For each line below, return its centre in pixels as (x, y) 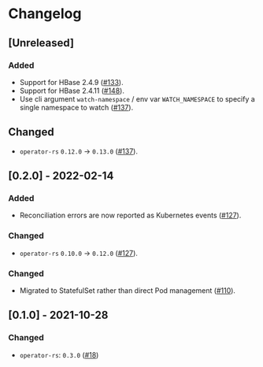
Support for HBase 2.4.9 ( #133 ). (71, 82)
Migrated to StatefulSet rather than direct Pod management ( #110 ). (128, 290)
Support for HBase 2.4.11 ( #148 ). (72, 91)
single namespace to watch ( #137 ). (76, 107)
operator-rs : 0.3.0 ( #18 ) (59, 354)
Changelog (45, 14)
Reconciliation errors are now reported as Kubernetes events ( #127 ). (130, 215)
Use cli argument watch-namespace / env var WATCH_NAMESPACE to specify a (137, 98)
